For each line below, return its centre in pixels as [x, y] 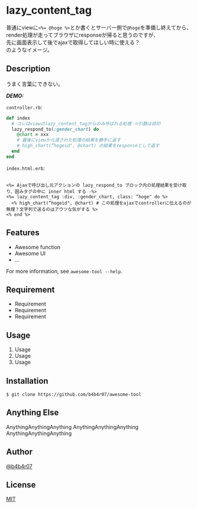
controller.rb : [24, 107]
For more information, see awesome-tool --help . [64, 271]
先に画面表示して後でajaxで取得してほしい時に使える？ [73, 42]
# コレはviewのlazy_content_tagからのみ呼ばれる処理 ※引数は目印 [86, 123]
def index [18, 118]
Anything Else [33, 413]
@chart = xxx [33, 135]
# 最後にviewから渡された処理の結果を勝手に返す [69, 140]
